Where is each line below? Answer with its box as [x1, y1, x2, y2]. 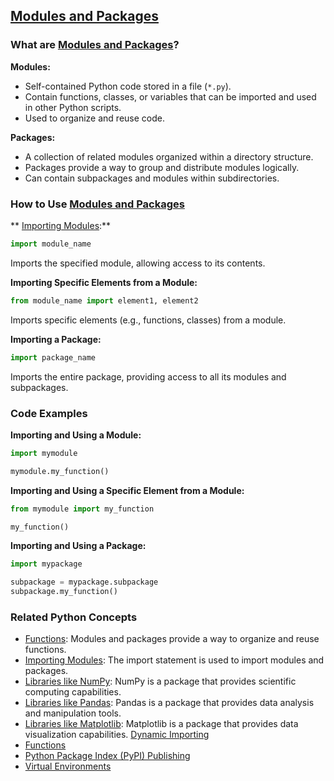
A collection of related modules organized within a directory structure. [24, 150, 314, 163]
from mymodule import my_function [10, 504, 155, 514]
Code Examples [10, 406, 88, 420]
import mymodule [10, 448, 78, 458]
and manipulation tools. [24, 707, 122, 719]
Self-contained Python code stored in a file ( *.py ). [24, 80, 232, 92]
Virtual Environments [24, 760, 112, 773]
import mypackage [10, 559, 83, 569]
